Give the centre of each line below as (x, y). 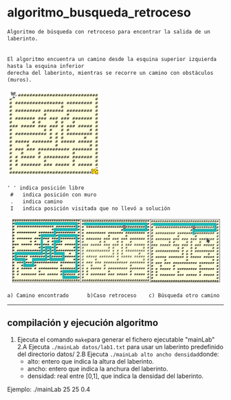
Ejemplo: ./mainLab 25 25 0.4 (49, 389)
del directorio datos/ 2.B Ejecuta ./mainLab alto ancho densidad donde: (118, 354)
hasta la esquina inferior (46, 66)
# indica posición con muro (53, 195)
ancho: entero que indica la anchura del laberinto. (98, 368)
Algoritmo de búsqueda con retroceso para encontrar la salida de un (109, 32)
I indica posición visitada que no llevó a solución (90, 208)
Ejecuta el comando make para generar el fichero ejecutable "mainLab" (116, 339)
